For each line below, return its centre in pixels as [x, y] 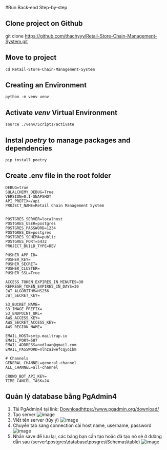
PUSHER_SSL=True [23, 273]
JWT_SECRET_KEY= [23, 295]
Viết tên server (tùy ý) [36, 420]
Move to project [31, 58]
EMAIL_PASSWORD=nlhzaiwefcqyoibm [41, 349]
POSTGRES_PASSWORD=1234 [31, 228]
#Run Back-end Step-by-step [36, 7]
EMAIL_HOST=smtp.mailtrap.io [36, 336]
